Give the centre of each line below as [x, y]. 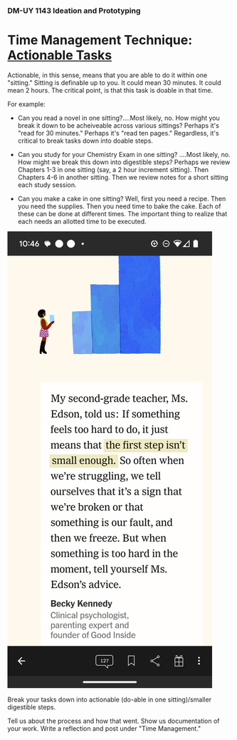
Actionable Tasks [60, 55]
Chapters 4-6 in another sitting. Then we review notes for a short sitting [123, 177]
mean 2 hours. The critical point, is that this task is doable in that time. [110, 90]
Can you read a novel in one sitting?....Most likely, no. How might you [118, 118]
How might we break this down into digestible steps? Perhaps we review [124, 162]
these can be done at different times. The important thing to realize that [122, 213]
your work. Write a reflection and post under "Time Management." [104, 728]
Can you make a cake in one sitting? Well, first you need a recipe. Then [122, 198]
